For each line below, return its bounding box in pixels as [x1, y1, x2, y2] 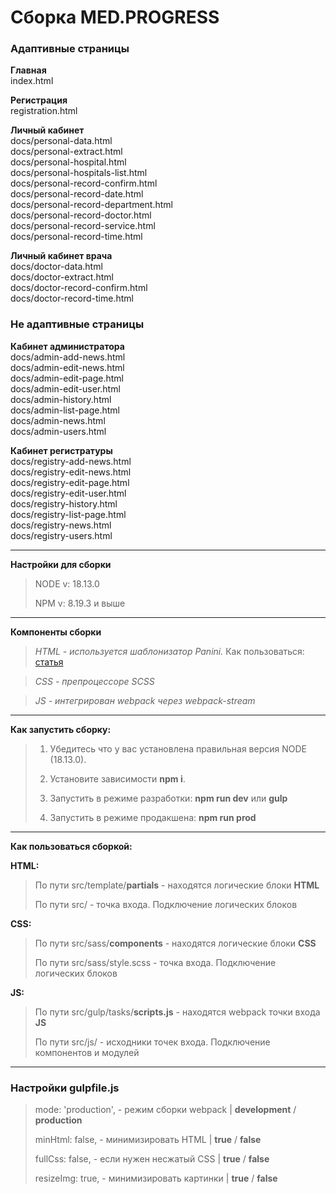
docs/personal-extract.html [10, 146, 123, 158]
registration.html [10, 105, 78, 117]
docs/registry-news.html [10, 519, 112, 531]
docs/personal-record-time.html [10, 231, 143, 243]
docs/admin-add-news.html [10, 351, 126, 363]
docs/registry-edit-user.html [10, 487, 127, 499]
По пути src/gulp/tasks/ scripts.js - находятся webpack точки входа [34, 1006, 321, 1018]
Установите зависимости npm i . [49, 772, 186, 785]
